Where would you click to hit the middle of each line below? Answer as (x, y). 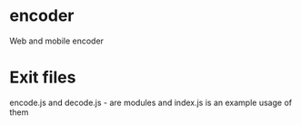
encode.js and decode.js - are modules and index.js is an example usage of (151, 102)
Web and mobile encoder (57, 41)
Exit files (43, 77)
